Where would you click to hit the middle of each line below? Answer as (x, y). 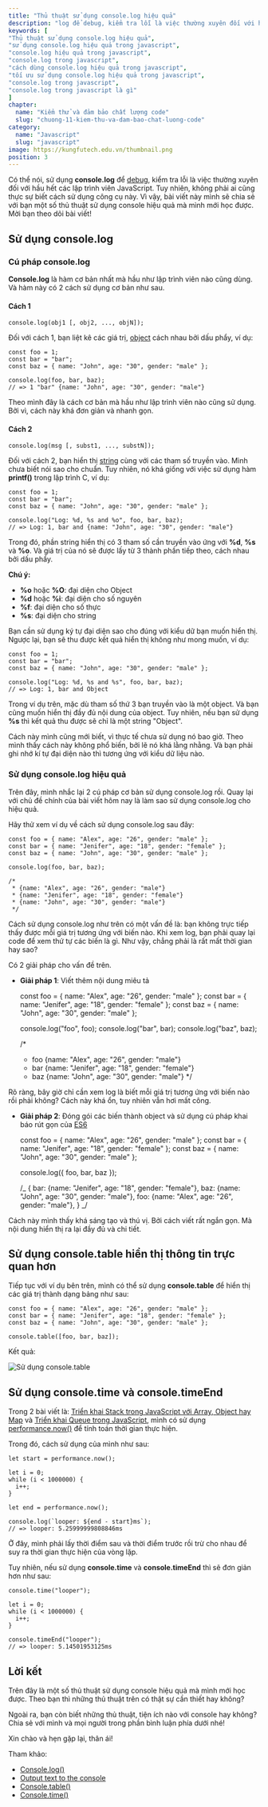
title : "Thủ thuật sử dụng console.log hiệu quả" (93, 16)
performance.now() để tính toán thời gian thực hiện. (93, 1429)
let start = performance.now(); (62, 1459)
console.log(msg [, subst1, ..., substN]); (82, 446)
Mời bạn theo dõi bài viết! (50, 214)
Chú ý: (20, 575)
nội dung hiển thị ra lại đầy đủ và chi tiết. (75, 1229)
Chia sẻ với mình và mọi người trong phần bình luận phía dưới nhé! (117, 1723)
